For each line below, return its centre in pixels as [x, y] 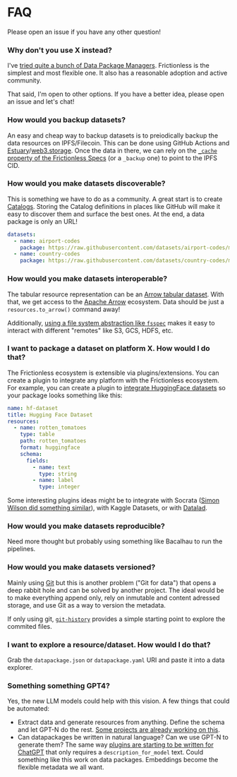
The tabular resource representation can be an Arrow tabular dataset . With [116, 294]
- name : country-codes [47, 254]
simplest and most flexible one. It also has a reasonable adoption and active [117, 73]
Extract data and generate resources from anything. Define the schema [121, 722]
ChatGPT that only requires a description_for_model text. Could [110, 752]
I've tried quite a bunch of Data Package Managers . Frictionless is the [108, 66]
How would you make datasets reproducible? [86, 526]
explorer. [20, 668]
